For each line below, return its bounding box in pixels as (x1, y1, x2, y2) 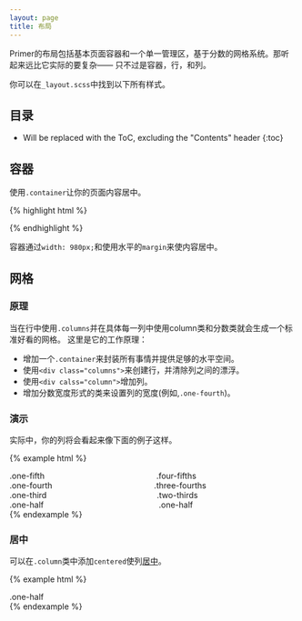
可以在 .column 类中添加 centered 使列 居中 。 (9, 556, 166, 566)
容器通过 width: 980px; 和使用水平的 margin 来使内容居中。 (9, 242, 223, 253)
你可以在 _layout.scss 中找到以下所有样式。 (9, 78, 170, 89)
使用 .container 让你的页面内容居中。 (9, 187, 146, 198)
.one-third (9, 490, 47, 501)
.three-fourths (154, 480, 206, 491)
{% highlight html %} (9, 205, 88, 216)
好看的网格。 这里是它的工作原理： (16, 334, 147, 345)
